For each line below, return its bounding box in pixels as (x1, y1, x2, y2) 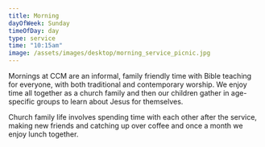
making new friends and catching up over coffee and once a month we (8, 121, 243, 130)
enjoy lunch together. (8, 129, 79, 139)
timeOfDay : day (8, 27, 60, 35)
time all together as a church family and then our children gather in (8, 88, 230, 97)
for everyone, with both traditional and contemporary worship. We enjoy (8, 80, 247, 89)
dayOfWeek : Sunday (8, 19, 70, 27)
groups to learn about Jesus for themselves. (36, 97, 184, 106)
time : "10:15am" (8, 42, 63, 50)
